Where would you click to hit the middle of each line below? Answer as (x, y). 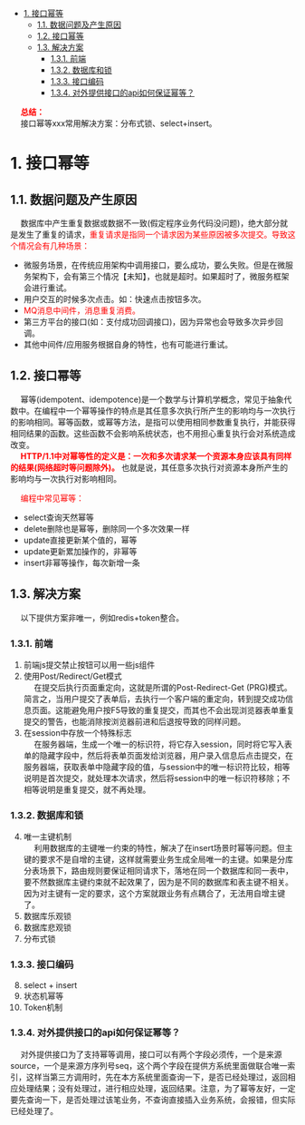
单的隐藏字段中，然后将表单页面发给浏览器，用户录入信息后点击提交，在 (158, 755)
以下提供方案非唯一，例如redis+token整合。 (102, 617)
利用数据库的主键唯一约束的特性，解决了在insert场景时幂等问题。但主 (163, 848)
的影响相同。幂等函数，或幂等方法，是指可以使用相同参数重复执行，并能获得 (153, 422)
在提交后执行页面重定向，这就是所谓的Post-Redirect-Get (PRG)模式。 (163, 687)
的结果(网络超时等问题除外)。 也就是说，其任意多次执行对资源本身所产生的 (149, 467)
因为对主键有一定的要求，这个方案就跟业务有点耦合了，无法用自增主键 (154, 894)
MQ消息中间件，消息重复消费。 (82, 310)
